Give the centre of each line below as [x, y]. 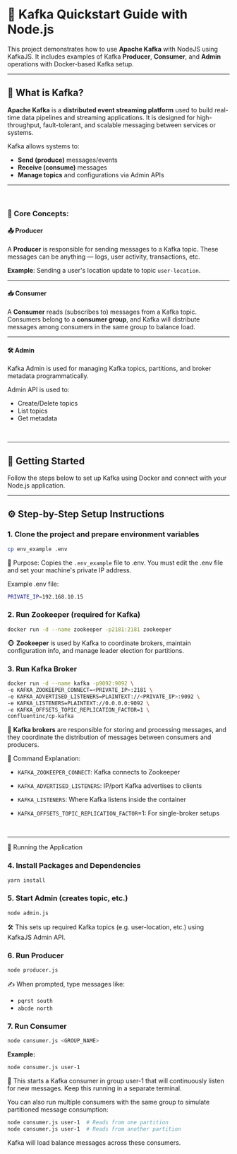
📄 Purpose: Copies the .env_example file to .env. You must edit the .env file [115, 563]
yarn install [26, 880]
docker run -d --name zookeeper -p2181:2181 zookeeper [90, 629]
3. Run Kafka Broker [42, 669]
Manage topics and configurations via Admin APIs [91, 175]
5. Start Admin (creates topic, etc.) [68, 898]
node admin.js [28, 913]
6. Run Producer [36, 955]
